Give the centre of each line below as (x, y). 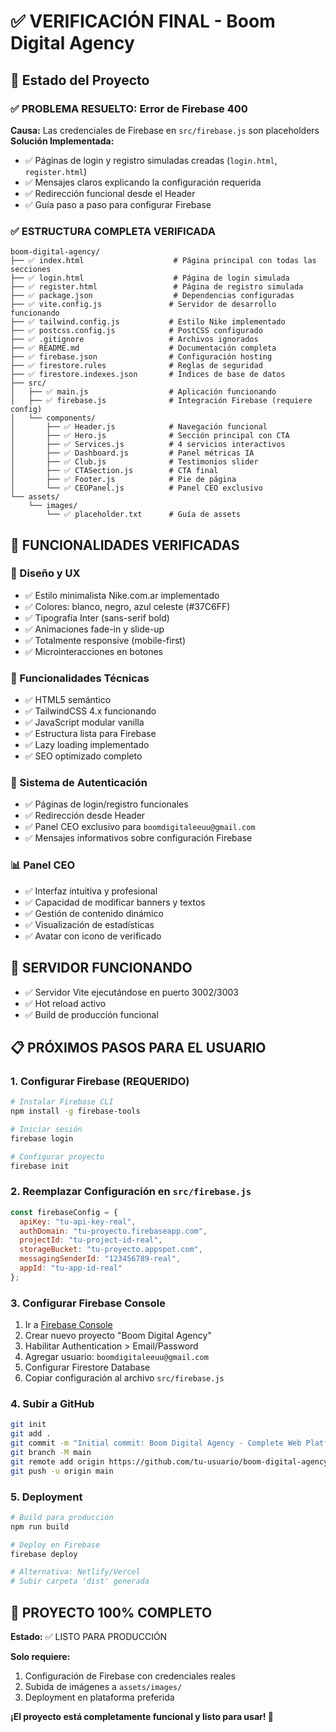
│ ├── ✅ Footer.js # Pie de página (123, 480)
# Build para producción (62, 1517)
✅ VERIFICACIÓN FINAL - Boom (143, 21)
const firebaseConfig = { (64, 1212)
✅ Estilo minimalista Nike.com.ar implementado (122, 595)
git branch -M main (51, 1453)
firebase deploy (44, 1554)
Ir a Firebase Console (68, 1325)
